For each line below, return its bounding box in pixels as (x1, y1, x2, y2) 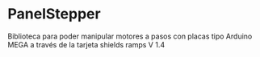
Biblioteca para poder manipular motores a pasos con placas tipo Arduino (7, 31, 253, 41)
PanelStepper (7, 5, 102, 23)
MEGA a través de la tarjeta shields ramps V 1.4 (7, 39, 166, 49)
